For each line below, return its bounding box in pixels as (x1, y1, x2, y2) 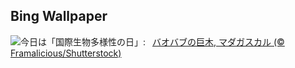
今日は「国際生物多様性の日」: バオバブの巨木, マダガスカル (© (20, 35, 285, 48)
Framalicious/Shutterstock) (10, 47, 122, 59)
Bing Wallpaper (10, 8, 108, 25)
